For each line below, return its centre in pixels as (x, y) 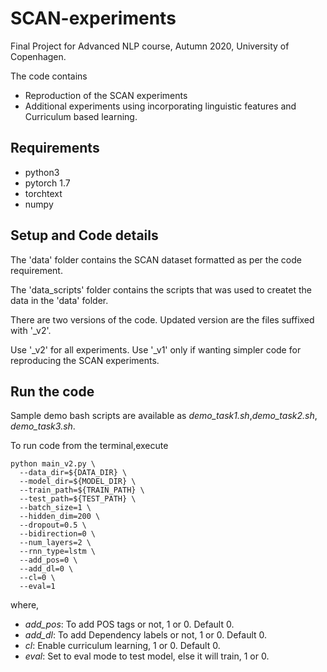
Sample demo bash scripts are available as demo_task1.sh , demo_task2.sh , (164, 416)
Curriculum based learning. (81, 116)
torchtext (43, 193)
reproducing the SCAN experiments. (85, 360)
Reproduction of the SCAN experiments (106, 95)
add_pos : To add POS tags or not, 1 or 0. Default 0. (129, 624)
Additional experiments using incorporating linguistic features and (160, 106)
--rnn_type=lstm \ (58, 552)
